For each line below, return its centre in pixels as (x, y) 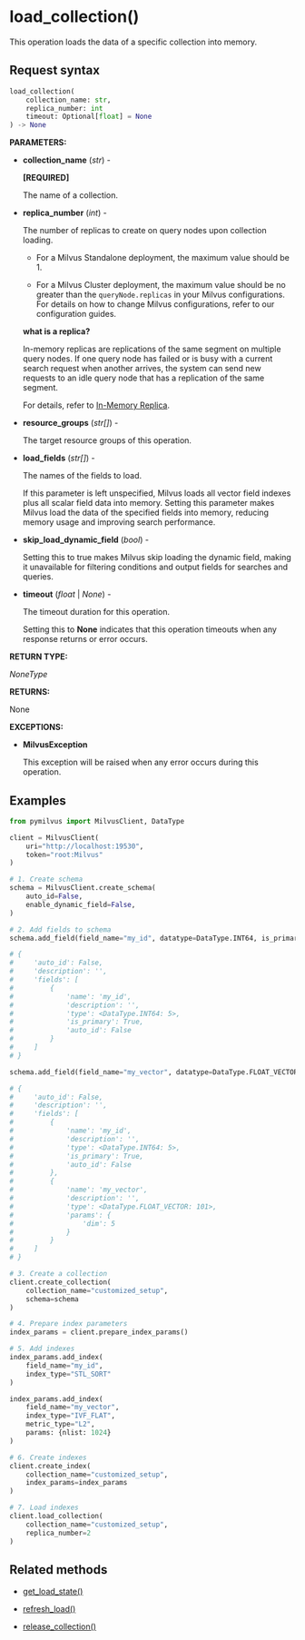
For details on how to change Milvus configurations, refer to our (155, 304)
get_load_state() (53, 1592)
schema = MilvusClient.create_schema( (83, 888)
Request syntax (54, 70)
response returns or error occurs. (85, 639)
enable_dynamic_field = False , (81, 904)
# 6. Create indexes (49, 1457)
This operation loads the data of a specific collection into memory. (133, 42)
